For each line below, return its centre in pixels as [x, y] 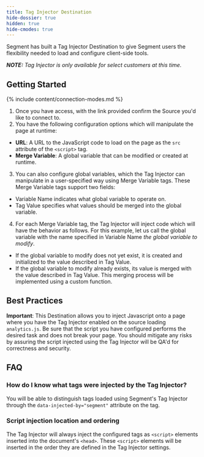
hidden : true [23, 23]
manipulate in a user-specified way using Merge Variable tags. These [103, 181]
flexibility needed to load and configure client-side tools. [77, 53]
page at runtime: [36, 131]
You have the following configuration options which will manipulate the [104, 124]
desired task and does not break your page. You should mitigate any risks [99, 335]
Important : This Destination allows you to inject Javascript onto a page [96, 315]
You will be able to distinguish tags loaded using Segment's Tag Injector [97, 398]
